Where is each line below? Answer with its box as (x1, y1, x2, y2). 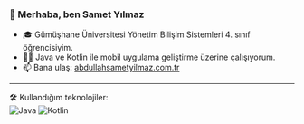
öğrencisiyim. (22, 43, 73, 53)
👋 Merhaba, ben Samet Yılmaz (9, 8, 145, 21)
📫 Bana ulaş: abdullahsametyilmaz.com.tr (22, 62, 180, 73)
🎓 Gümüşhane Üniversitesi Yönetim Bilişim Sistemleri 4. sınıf (22, 29, 251, 40)
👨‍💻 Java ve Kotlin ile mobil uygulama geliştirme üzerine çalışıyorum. (22, 52, 276, 62)
